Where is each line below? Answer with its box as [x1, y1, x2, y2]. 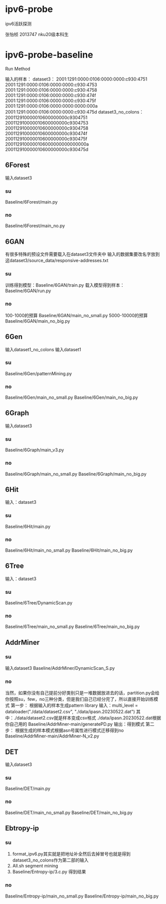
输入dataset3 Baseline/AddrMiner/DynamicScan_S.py [5, 665, 115, 671]
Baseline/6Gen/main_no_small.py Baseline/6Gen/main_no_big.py [5, 394, 138, 401]
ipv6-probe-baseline [5, 49, 93, 61]
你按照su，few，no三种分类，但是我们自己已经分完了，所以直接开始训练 [5, 696, 154, 702]
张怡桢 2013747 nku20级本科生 [5, 31, 69, 37]
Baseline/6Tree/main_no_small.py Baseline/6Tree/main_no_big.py [5, 624, 140, 630]
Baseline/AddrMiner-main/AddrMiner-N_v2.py [5, 733, 100, 739]
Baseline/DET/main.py [5, 785, 51, 791]
